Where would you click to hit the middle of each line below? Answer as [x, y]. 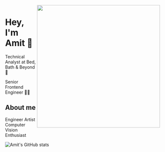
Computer [15, 125]
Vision [12, 130]
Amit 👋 [19, 43]
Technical [15, 56]
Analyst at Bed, [20, 62]
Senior [12, 82]
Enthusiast [16, 135]
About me [20, 108]
